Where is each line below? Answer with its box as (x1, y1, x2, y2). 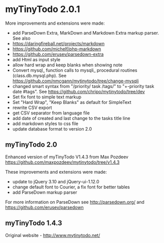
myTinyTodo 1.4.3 (5, 219, 63, 227)
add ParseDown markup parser (12, 189, 78, 195)
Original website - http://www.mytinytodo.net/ (5, 232, 100, 238)
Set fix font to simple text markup (12, 94, 82, 100)
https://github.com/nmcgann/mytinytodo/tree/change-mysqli (12, 78, 139, 84)
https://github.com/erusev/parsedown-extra (12, 51, 104, 57)
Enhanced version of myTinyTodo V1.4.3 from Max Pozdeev (5, 154, 129, 160)
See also (12, 35, 31, 41)
